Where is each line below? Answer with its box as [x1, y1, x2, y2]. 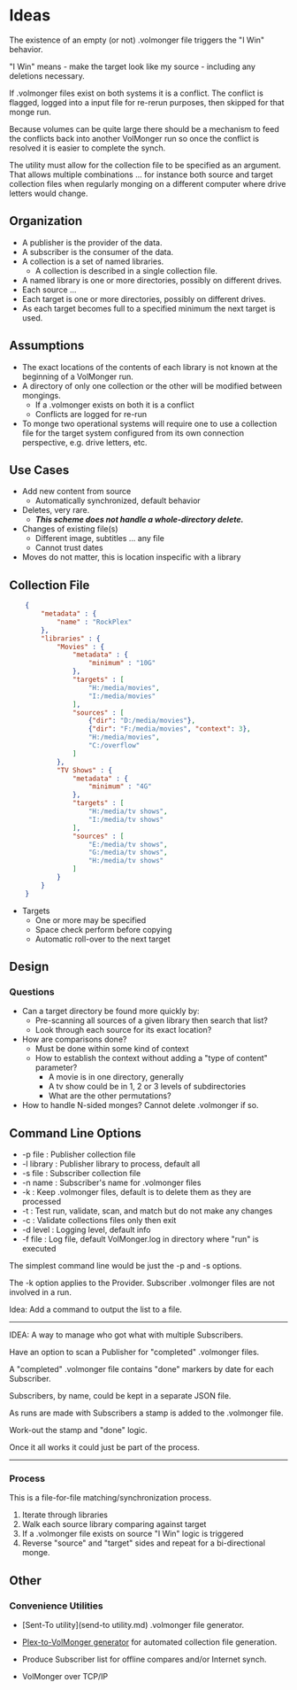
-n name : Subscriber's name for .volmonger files [21, 1177, 202, 1188]
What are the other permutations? [48, 1090, 171, 1101]
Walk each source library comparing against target [21, 1519, 207, 1530]
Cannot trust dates [34, 542, 103, 554]
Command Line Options [9, 1126, 141, 1141]
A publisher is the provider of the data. [21, 236, 163, 248]
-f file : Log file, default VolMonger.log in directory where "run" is [21, 1234, 259, 1244]
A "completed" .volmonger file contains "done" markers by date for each [9, 1364, 274, 1375]
